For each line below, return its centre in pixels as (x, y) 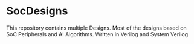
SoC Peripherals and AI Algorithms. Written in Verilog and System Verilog (97, 34)
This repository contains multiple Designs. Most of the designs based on (97, 28)
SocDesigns (37, 11)
